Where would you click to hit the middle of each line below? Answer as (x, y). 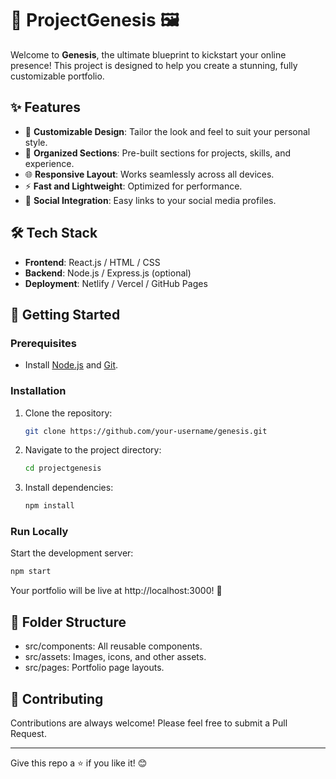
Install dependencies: (69, 488)
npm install (49, 506)
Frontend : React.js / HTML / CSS (92, 262)
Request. (28, 733)
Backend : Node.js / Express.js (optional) (108, 273)
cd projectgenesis (63, 468)
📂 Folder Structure (68, 622)
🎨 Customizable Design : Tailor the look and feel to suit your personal (167, 131)
